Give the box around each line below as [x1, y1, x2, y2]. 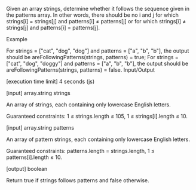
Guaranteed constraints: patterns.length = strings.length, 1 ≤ [6, 148, 155, 154]
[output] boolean [6, 166, 48, 172]
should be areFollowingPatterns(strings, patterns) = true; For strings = [6, 54, 179, 60]
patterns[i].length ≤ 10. [6, 154, 63, 161]
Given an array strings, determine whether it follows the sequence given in [6, 5, 190, 12]
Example [6, 36, 28, 42]
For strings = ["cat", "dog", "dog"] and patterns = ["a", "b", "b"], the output [6, 47, 189, 54]
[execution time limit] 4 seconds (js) [6, 78, 95, 85]
